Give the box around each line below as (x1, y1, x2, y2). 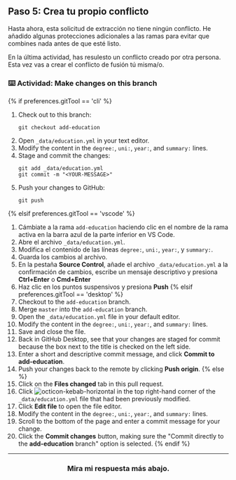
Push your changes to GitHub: (18, 183, 106, 192)
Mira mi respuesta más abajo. (67, 464, 170, 474)
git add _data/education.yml (18, 165, 104, 172)
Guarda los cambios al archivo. (18, 253, 108, 261)
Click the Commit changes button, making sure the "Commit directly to (18, 432, 224, 441)
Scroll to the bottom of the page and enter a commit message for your (18, 417, 221, 426)
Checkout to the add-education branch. (18, 298, 132, 306)
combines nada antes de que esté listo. (8, 39, 121, 48)
